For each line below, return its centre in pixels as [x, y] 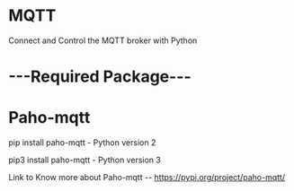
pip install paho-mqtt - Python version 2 [82, 143]
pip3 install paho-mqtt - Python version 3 [85, 160]
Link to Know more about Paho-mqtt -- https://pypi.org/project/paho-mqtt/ [147, 178]
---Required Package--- [100, 77]
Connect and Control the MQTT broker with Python [103, 40]
